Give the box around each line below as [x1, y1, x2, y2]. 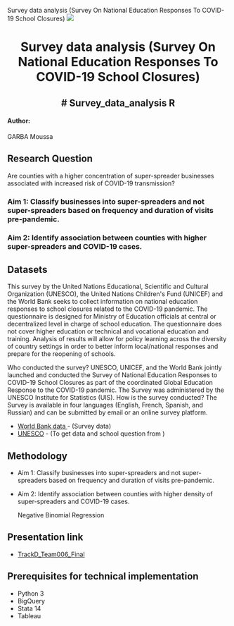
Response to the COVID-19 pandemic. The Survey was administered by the [7, 386, 225, 394]
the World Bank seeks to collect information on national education [7, 297, 198, 306]
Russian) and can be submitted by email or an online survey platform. [7, 408, 208, 417]
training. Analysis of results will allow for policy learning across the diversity [7, 335, 227, 343]
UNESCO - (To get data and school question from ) [17, 429, 165, 438]
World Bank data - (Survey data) [17, 422, 112, 431]
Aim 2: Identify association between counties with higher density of [17, 490, 213, 498]
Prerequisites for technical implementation [7, 570, 199, 582]
